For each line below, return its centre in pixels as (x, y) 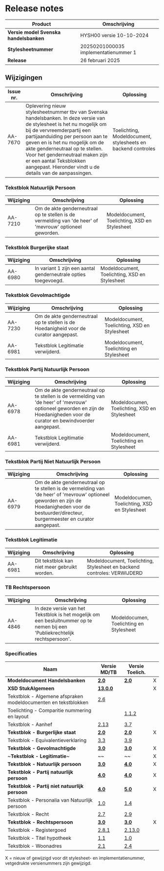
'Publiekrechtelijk (54, 633)
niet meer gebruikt (56, 567)
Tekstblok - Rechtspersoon (40, 822)
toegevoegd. (49, 280)
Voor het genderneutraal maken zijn (67, 154)
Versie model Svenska (34, 32)
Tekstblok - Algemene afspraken (45, 697)
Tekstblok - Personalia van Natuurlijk (50, 800)
